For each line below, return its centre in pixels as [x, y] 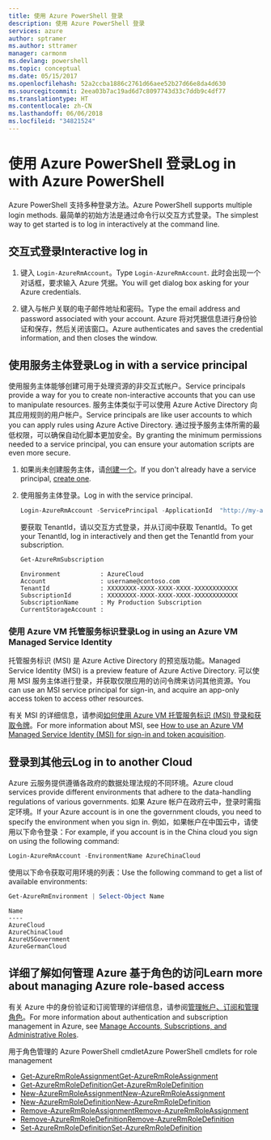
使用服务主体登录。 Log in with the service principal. [106, 495]
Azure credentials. [51, 291]
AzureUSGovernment [39, 939]
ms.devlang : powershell [49, 61]
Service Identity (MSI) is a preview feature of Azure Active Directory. [123, 671]
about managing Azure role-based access [116, 987]
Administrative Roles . [44, 1034]
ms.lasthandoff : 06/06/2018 [56, 114]
